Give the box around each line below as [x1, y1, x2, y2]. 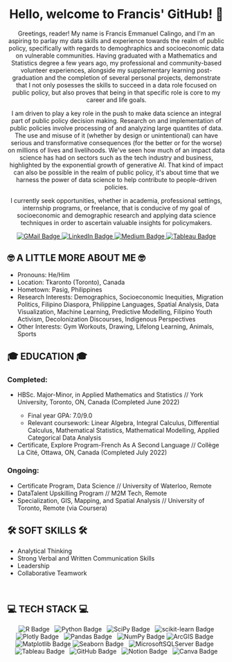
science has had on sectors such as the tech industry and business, [19, 153, 213, 162]
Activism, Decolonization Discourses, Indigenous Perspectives [17, 315, 196, 323]
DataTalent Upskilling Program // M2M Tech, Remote [17, 489, 168, 497]
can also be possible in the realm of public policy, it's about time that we [13, 168, 220, 176]
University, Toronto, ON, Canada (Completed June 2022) [17, 398, 180, 406]
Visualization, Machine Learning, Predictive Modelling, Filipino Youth [17, 307, 213, 315]
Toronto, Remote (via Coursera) [17, 504, 107, 512]
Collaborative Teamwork [17, 569, 87, 577]
